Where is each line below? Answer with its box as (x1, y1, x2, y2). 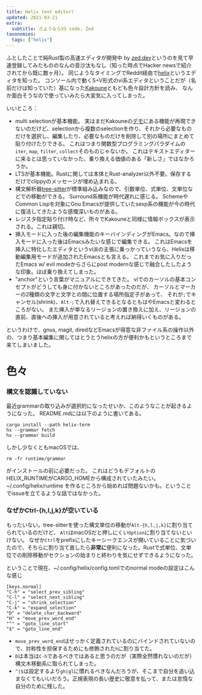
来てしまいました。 (6, 341, 54, 348)
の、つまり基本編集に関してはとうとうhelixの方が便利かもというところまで (6, 334, 192, 341)
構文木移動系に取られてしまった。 (14, 659, 99, 667)
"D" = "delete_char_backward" (6, 610, 83, 616)
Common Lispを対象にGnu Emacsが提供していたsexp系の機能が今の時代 (14, 200, 195, 207)
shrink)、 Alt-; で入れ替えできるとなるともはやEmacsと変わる (38, 298, 191, 305)
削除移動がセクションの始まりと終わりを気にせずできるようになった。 (22, 551, 197, 558)
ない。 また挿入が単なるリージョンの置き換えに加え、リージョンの (31, 306, 197, 313)
